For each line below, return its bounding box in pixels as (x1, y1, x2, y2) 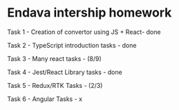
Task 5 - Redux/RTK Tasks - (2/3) (7, 81, 103, 89)
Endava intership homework (7, 5, 172, 21)
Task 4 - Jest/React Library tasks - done (7, 68, 122, 76)
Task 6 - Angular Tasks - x (7, 95, 83, 103)
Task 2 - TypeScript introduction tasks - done (7, 41, 137, 49)
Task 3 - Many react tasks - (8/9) (7, 54, 102, 63)
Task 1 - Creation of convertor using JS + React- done (7, 28, 161, 36)
